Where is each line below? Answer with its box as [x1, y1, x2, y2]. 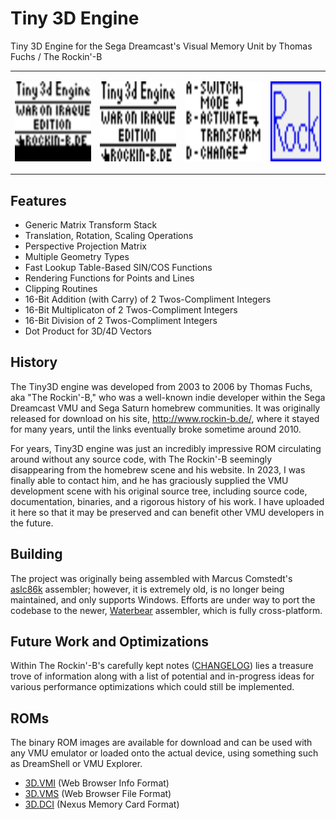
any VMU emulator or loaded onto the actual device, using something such [10, 747, 319, 759]
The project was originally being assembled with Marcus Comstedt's [10, 572, 293, 584]
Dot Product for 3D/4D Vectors [24, 325, 152, 337]
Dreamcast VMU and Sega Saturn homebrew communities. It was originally [10, 402, 321, 414]
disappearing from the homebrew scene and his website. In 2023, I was [10, 463, 306, 476]
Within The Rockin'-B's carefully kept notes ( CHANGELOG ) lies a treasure [10, 660, 314, 672]
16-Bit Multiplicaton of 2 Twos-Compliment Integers [24, 304, 238, 316]
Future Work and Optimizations [10, 633, 210, 651]
